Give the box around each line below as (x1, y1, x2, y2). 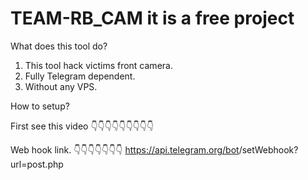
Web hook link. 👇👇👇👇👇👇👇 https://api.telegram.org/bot (10, 143, 240, 156)
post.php (26, 158, 64, 170)
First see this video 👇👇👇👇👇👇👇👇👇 (10, 120, 155, 132)
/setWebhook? (238, 143, 299, 156)
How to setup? (10, 100, 70, 112)
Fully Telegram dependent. (24, 70, 136, 82)
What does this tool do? (10, 40, 108, 52)
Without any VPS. (24, 80, 98, 92)
